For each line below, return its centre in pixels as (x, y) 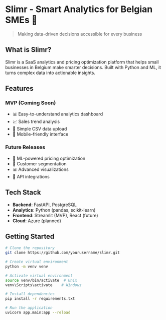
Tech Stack (23, 193)
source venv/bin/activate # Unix (41, 280)
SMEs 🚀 (21, 20)
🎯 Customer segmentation (39, 164)
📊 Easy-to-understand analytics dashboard (58, 114)
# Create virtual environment (37, 262)
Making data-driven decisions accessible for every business (80, 34)
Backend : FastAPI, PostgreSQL (44, 205)
